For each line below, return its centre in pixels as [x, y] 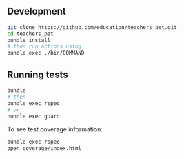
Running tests [38, 74]
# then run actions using [44, 47]
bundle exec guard [33, 116]
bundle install [29, 40]
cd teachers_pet [30, 34]
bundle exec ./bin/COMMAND [46, 53]
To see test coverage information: [55, 129]
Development [37, 11]
